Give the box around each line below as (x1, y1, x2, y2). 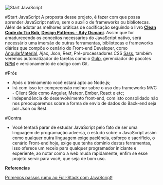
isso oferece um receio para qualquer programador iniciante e (12, 145, 137, 151)
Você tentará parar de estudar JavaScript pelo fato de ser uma (12, 124, 138, 130)
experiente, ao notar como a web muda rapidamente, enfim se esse (12, 150, 148, 156)
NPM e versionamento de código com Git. (5, 61, 89, 66)
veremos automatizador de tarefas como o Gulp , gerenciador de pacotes (5, 56, 151, 61)
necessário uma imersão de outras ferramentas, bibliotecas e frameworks (5, 40, 153, 46)
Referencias (5, 165, 30, 171)
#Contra (5, 115, 22, 121)
